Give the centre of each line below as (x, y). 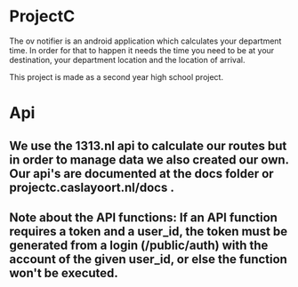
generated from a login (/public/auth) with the (139, 245)
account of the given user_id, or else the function (148, 259)
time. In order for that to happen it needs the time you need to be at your (142, 50)
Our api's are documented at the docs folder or (141, 174)
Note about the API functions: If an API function (144, 217)
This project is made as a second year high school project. (117, 76)
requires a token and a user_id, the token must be (149, 231)
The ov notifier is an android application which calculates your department (145, 41)
